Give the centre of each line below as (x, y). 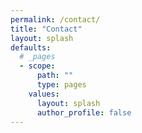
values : (44, 94)
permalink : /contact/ (55, 19)
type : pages (61, 85)
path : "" (55, 76)
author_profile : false (84, 112)
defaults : (31, 47)
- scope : (37, 66)
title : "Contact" (46, 29)
